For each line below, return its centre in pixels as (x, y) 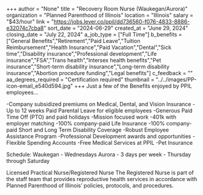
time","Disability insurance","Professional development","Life (82, 54)
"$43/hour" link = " (30, 21)
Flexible (16, 143)
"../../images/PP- (176, 79)
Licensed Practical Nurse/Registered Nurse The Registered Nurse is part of (100, 173)
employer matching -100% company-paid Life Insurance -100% (86, 123)
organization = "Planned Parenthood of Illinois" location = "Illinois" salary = (100, 15)
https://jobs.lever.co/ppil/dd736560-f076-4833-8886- (122, 21)
